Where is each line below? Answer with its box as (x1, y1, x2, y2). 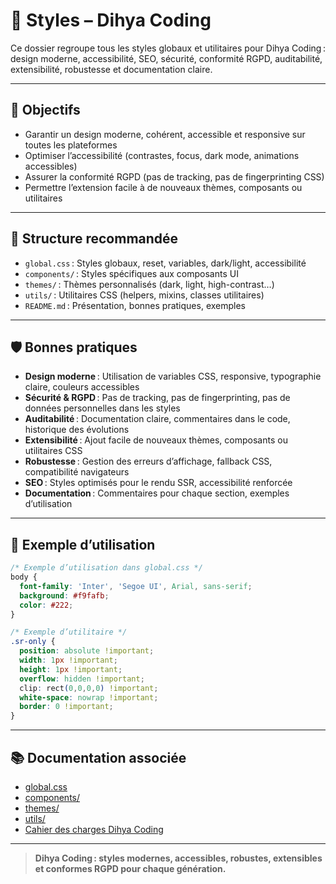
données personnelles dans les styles (24, 402, 181, 414)
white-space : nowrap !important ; (19, 692, 159, 703)
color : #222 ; (19, 600, 74, 610)
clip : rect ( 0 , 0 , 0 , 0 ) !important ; (19, 683, 159, 693)
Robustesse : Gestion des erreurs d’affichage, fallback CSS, (24, 455, 273, 468)
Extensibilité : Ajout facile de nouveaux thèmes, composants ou (24, 434, 288, 446)
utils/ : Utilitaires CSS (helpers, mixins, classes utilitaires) (24, 289, 265, 301)
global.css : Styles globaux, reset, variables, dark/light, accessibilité (24, 257, 307, 269)
